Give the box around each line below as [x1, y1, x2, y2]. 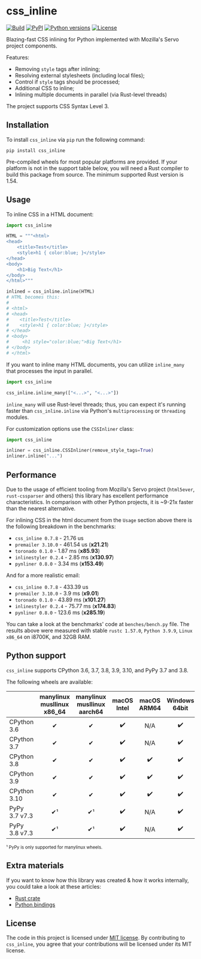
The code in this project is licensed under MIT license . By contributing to [6, 934, 185, 942]
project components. [6, 42, 58, 49]
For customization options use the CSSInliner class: [6, 425, 134, 432]
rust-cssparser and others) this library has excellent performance [6, 492, 169, 499]
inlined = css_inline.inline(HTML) [6, 288, 95, 295]
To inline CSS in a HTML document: [6, 210, 94, 218]
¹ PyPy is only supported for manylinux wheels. [6, 844, 103, 850]
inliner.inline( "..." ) [6, 453, 63, 459]
